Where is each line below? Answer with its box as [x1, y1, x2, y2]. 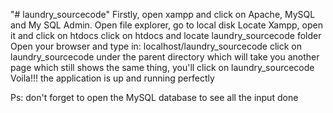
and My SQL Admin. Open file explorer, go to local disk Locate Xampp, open [10, 19, 323, 31]
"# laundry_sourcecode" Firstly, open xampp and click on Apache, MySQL [10, 9, 316, 20]
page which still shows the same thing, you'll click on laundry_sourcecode [10, 62, 315, 73]
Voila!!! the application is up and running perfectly [10, 72, 215, 84]
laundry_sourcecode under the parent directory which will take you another [10, 51, 320, 63]
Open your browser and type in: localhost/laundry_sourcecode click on [10, 40, 303, 52]
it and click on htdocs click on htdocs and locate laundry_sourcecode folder [10, 30, 322, 41]
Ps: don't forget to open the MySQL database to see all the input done [10, 92, 299, 103]
